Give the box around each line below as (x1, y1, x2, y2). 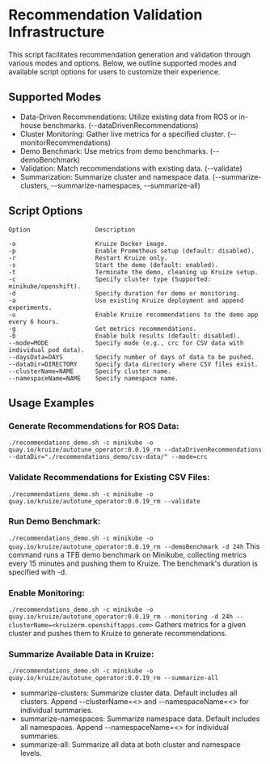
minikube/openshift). (8, 282, 82, 291)
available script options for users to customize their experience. (8, 66, 221, 76)
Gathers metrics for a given (154, 620, 247, 630)
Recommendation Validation (8, 6, 203, 24)
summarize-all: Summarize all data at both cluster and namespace (19, 740, 241, 749)
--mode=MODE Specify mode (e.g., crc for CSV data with (8, 338, 244, 347)
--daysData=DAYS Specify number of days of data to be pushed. (8, 353, 255, 361)
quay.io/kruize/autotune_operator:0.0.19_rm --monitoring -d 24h (8, 613, 233, 621)
